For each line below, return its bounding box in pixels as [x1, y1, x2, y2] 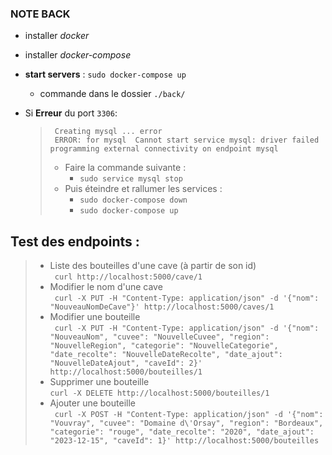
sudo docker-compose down [79, 195, 188, 206]
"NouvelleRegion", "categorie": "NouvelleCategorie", [49, 341, 279, 351]
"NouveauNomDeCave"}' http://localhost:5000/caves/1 [49, 302, 275, 312]
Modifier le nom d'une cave [49, 281, 163, 293]
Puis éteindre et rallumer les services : [64, 183, 223, 195]
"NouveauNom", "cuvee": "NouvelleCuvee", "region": [49, 332, 270, 342]
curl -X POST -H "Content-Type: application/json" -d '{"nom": [54, 410, 324, 420]
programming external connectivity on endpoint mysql [49, 144, 279, 154]
